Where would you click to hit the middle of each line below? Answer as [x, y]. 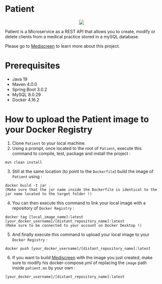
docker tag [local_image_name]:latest [44, 217]
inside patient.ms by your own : [44, 267]
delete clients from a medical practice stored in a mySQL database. [72, 36]
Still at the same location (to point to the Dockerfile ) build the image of [83, 171]
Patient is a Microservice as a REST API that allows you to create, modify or [80, 31]
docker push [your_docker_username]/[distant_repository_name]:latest [78, 249]
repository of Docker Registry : [43, 208]
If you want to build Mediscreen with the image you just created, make [82, 257]
